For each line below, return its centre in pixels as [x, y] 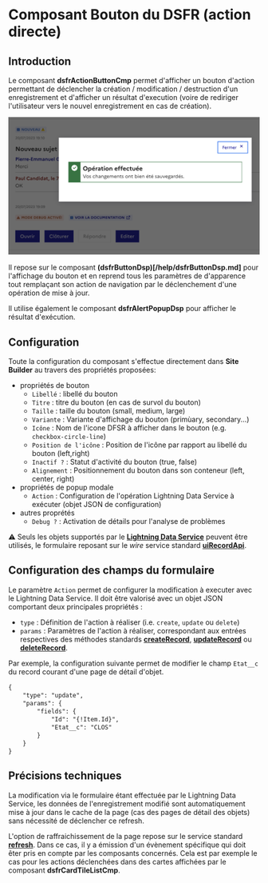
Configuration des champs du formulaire [112, 571]
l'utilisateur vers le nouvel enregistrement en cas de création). [110, 106]
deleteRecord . [43, 647]
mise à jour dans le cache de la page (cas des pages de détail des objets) [129, 812]
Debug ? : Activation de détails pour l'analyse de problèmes [128, 521]
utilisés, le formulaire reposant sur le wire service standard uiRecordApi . [128, 545]
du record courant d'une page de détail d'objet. [86, 671]
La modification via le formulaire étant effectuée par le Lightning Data [122, 795]
